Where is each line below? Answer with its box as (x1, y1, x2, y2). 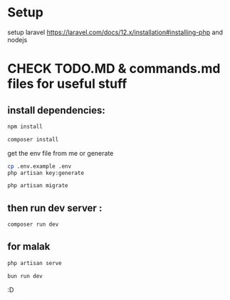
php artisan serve (7, 259, 62, 266)
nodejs (7, 35, 28, 44)
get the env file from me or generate (7, 149, 114, 157)
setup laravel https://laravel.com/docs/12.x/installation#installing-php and (7, 28, 223, 36)
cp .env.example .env (7, 162, 72, 170)
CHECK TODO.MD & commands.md (7, 61, 221, 77)
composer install (7, 136, 59, 143)
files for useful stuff (7, 76, 127, 92)
